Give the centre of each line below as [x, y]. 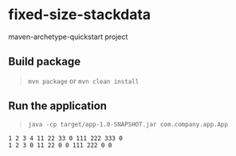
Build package [45, 62]
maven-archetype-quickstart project [68, 37]
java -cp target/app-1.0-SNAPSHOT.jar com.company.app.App [128, 124]
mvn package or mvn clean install [83, 80]
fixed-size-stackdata [80, 15]
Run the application [58, 106]
